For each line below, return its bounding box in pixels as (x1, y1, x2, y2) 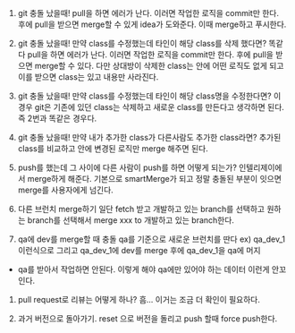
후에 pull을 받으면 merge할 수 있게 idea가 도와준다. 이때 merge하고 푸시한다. (17, 19, 287, 30)
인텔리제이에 (238, 162, 283, 173)
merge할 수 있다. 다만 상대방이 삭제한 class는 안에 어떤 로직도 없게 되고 (34, 61, 284, 71)
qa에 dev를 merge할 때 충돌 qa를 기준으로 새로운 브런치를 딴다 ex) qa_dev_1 (17, 234, 286, 244)
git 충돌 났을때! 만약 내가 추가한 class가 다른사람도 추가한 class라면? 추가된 (17, 132, 282, 142)
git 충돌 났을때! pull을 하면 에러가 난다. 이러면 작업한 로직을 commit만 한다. (17, 8, 280, 18)
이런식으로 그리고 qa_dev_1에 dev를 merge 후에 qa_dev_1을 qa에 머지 (17, 245, 261, 255)
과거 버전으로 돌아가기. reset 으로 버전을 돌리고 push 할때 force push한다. (17, 313, 278, 324)
